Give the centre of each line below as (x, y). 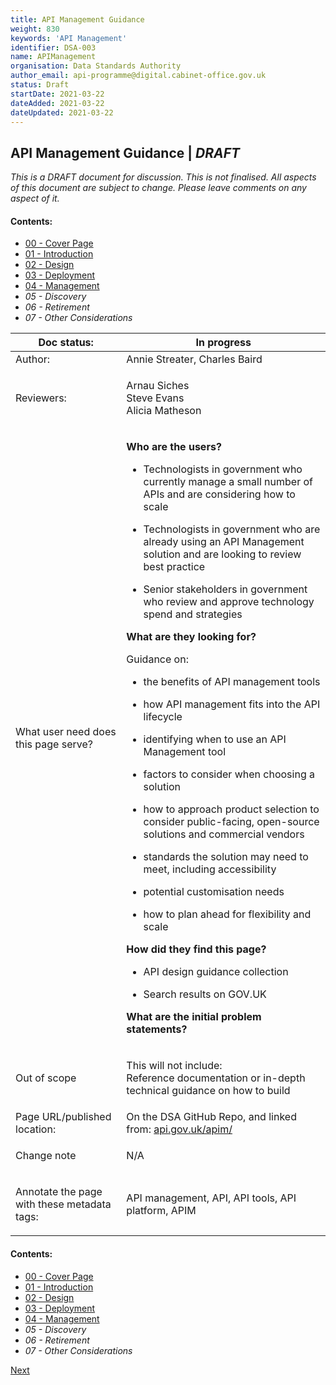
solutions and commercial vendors (224, 834)
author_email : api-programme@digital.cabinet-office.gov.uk (138, 76)
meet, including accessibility (210, 869)
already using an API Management (224, 542)
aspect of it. (35, 198)
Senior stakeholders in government (225, 589)
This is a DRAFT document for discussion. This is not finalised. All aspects (163, 177)
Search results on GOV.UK (205, 994)
